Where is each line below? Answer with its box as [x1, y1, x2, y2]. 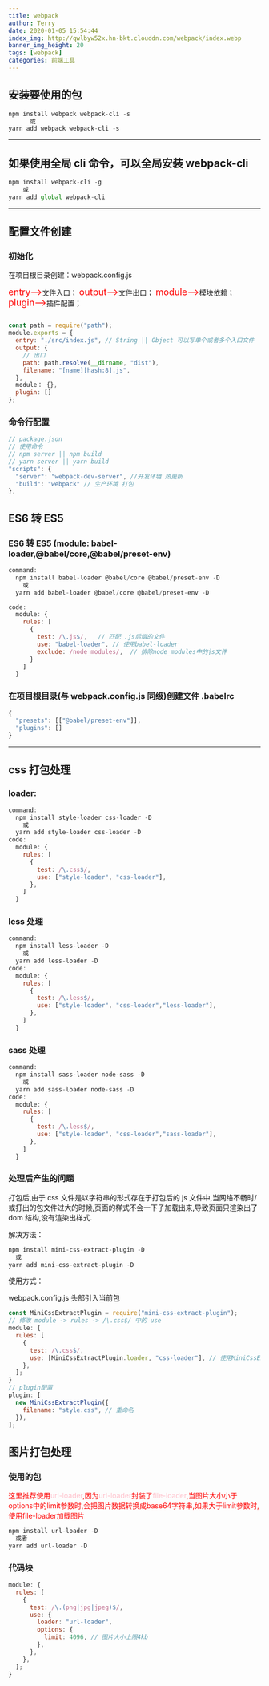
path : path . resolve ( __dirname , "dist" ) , [22, 358, 159, 367]
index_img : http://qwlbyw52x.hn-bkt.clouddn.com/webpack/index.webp [8, 34, 242, 42]
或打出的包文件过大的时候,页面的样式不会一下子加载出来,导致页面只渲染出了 [8, 1203, 259, 1212]
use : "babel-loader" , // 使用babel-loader [37, 640, 179, 648]
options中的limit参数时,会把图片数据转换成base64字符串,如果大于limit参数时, [8, 1501, 259, 1511]
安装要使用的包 [8, 88, 82, 102]
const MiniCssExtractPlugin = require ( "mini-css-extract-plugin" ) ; [8, 1309, 239, 1317]
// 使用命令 [8, 442, 44, 451]
